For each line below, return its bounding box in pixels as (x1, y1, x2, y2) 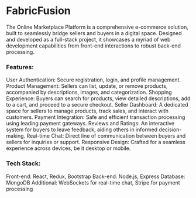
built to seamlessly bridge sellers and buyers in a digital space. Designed (6, 29, 183, 36)
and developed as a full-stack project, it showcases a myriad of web (6, 36, 171, 43)
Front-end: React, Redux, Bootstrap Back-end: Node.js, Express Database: (6, 173, 185, 180)
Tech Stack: (6, 159, 41, 168)
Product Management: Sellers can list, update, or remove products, (6, 83, 168, 90)
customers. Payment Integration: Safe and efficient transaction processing (6, 114, 185, 121)
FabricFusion (6, 4, 71, 18)
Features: (6, 63, 34, 71)
